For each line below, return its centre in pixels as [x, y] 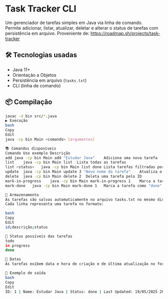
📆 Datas [13, 259]
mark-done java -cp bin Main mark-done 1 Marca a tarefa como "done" [84, 186]
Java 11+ [21, 69]
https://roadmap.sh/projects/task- [125, 33]
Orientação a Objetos [34, 75]
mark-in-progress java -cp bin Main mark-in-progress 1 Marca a [80, 181]
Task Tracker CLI [41, 9]
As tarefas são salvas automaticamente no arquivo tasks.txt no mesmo [80, 199]
